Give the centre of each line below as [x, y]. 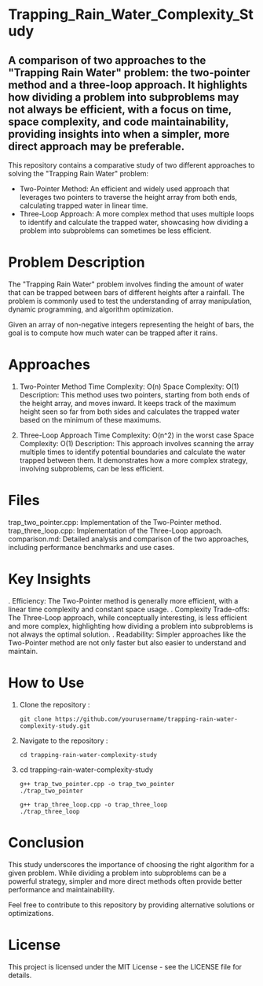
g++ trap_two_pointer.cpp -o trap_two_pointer [97, 784]
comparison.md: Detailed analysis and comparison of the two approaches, [129, 539]
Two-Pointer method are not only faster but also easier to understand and [127, 642]
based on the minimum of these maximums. [90, 419]
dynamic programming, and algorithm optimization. [91, 309]
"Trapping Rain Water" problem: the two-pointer [129, 72]
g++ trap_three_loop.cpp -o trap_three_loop [93, 804]
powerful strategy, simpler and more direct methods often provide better [125, 881]
